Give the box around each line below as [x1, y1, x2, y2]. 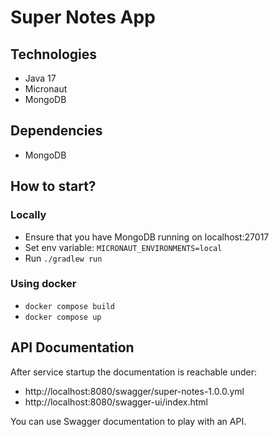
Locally [10, 208, 47, 222]
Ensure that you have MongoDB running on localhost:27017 [24, 231, 270, 243]
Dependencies [10, 122, 103, 140]
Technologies [10, 46, 98, 63]
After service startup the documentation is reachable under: [10, 366, 258, 378]
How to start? [10, 178, 97, 195]
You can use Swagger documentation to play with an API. [10, 415, 247, 427]
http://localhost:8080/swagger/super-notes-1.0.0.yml [24, 385, 245, 397]
